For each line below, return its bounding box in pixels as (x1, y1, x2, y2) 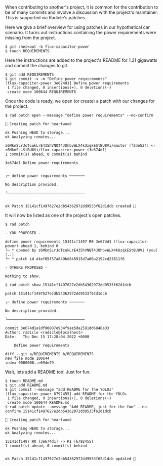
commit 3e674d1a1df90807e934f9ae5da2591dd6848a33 (5, 326, 110, 331)
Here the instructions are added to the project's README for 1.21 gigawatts (5, 57, 158, 63)
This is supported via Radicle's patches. (5, 15, 86, 20)
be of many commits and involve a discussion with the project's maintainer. (5, 9, 158, 15)
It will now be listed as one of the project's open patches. (5, 212, 122, 218)
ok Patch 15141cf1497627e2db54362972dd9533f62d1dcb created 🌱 (5, 204, 136, 209)
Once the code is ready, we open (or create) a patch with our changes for (5, 98, 155, 104)
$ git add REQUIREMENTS (5, 72, 54, 77)
